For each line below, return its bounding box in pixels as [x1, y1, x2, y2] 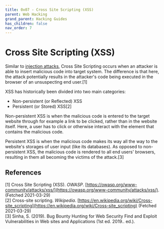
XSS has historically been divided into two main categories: [5, 89, 126, 94]
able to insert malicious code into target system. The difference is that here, [5, 69, 160, 75]
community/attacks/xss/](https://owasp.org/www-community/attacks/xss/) [5, 186, 158, 193]
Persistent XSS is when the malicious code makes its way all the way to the [5, 138, 158, 144]
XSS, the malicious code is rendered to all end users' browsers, [26, 149, 156, 155]
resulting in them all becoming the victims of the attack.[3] [5, 154, 124, 160]
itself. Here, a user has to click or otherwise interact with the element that [5, 124, 154, 130]
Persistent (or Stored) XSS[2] [12, 103, 72, 109]
